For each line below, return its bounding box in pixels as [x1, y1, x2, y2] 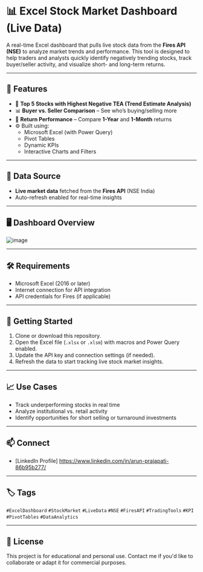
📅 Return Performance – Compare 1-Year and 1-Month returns [14, 115, 172, 123]
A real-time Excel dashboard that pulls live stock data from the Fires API [6, 41, 186, 49]
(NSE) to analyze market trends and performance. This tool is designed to [6, 47, 190, 55]
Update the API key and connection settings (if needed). [14, 352, 155, 358]
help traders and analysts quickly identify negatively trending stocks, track [6, 54, 192, 61]
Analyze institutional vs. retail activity [14, 407, 108, 415]
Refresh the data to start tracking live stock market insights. [14, 358, 164, 365]
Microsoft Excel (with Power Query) [24, 128, 113, 136]
